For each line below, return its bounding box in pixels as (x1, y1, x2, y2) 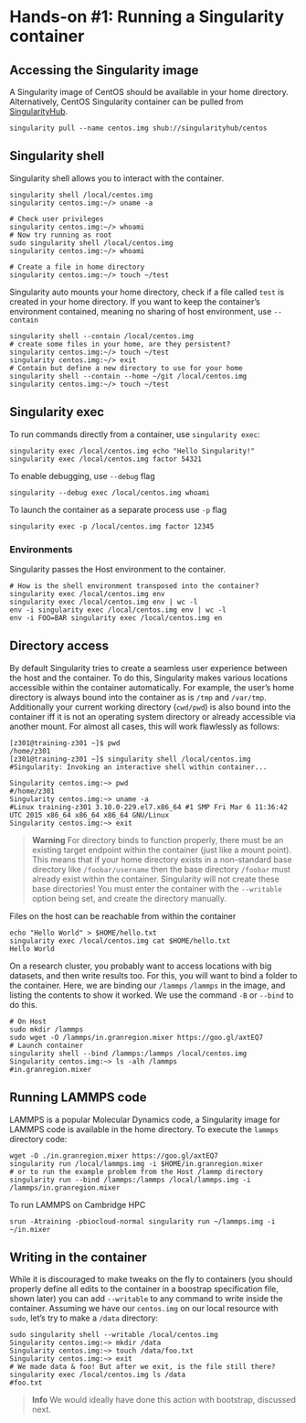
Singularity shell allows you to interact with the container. (9, 172, 225, 184)
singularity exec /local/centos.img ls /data (9, 1370, 185, 1380)
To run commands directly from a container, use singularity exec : (9, 428, 260, 440)
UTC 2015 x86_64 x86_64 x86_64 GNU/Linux (9, 810, 170, 819)
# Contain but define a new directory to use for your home (9, 363, 244, 372)
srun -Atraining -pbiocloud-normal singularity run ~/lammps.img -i (9, 1216, 276, 1226)
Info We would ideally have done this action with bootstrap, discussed (31, 1395, 297, 1406)
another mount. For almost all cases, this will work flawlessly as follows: (9, 721, 280, 732)
